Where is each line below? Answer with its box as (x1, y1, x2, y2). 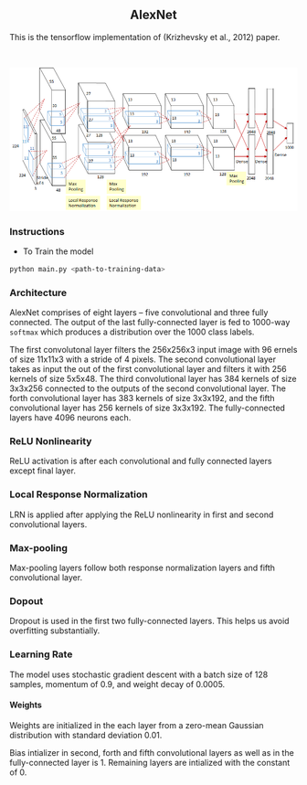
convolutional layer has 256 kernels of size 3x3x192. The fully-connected (9, 402, 286, 414)
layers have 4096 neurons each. (9, 412, 132, 423)
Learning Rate (9, 648, 73, 661)
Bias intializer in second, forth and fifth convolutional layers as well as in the (9, 747, 294, 758)
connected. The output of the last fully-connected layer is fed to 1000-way (9, 317, 291, 328)
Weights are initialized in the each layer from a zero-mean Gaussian (9, 719, 264, 730)
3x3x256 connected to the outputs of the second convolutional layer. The (9, 383, 286, 394)
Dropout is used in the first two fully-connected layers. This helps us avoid (9, 616, 290, 627)
